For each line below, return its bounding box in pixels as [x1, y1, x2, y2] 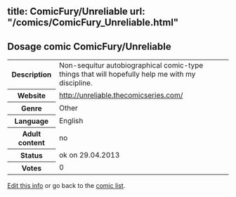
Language [14, 116, 49, 126]
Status [20, 151, 44, 160]
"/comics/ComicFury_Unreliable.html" [7, 17, 179, 29]
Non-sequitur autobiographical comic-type [58, 61, 204, 70]
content [18, 137, 46, 147]
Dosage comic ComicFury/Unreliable [7, 40, 171, 52]
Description [11, 70, 52, 80]
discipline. [58, 78, 93, 88]
